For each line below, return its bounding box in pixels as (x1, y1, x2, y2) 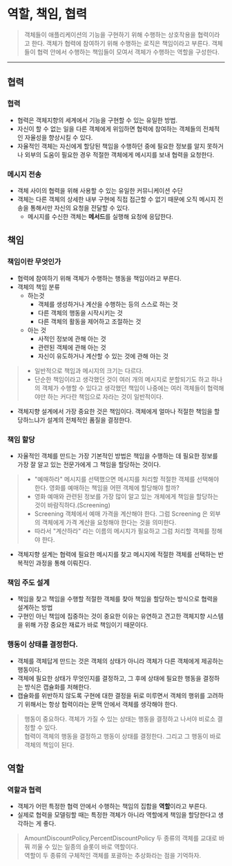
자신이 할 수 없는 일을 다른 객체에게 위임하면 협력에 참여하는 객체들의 (17, 124, 202, 133)
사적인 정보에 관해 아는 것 (37, 335, 106, 343)
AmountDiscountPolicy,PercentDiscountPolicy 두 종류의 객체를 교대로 (23, 834, 217, 843)
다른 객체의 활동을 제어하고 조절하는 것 (37, 317, 142, 326)
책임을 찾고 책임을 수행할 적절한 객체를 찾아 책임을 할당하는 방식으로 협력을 (17, 595, 219, 603)
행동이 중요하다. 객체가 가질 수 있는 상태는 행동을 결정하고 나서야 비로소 (23, 715, 216, 723)
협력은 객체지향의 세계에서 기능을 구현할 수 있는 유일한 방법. (17, 115, 178, 124)
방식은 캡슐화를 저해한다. (24, 682, 92, 691)
